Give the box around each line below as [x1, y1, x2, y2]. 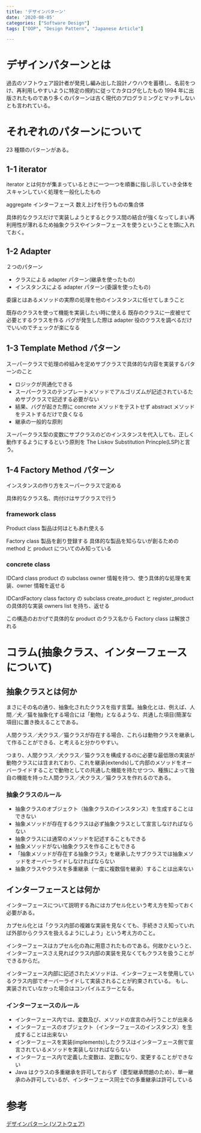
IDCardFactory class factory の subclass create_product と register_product [6, 595, 194, 602]
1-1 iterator [6, 164, 47, 174]
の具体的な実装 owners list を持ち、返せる [6, 602, 110, 609]
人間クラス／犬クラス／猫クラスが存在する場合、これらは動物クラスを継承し [6, 731, 195, 738]
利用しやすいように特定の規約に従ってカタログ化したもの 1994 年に [22, 87, 189, 94]
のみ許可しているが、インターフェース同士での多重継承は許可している [20, 1076, 193, 1083]
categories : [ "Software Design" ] [6, 20, 90, 26]
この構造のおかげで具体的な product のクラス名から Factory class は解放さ [6, 615, 191, 622]
